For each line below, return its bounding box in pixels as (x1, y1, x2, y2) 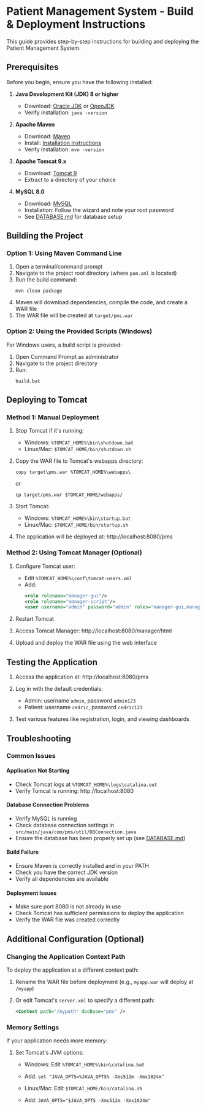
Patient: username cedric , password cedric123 (24, 704, 143, 711)
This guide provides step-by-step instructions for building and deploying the (6, 37, 199, 45)
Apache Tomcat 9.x (15, 157, 66, 165)
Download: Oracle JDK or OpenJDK (24, 102, 115, 109)
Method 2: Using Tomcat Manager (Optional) (6, 548, 142, 557)
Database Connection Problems (6, 801, 90, 809)
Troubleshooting (6, 733, 72, 744)
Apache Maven (15, 120, 55, 128)
